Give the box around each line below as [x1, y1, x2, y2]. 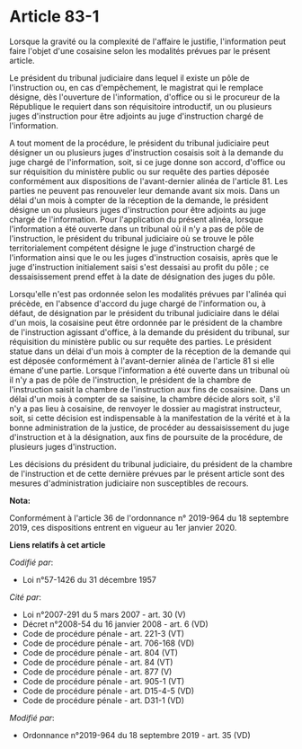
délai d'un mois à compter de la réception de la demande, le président [9, 195, 269, 206]
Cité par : [9, 591, 42, 603]
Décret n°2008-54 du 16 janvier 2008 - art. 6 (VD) [22, 618, 209, 630]
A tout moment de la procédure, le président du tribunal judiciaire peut [9, 137, 270, 148]
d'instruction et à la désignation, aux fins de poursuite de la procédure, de [9, 431, 283, 442]
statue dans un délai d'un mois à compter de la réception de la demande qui [9, 346, 291, 357]
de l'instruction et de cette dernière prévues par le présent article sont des [9, 468, 285, 479]
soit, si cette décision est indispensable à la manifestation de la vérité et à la [9, 412, 290, 423]
